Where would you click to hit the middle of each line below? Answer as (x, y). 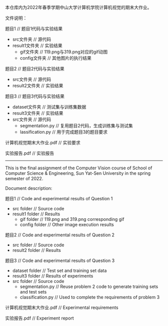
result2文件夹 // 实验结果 (38, 86)
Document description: (29, 188)
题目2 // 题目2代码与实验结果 (35, 69)
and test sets (33, 292)
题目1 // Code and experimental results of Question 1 (59, 199)
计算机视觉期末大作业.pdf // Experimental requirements (62, 307)
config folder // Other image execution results (67, 225)
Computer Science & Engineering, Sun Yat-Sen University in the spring (78, 173)
